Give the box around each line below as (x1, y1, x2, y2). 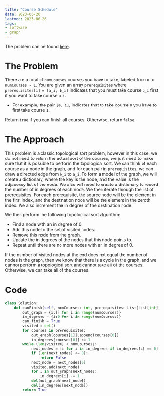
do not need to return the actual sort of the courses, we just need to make (5, 155, 154, 161)
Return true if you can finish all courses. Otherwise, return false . (5, 116, 136, 123)
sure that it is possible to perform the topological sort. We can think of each (5, 160, 157, 166)
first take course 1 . (12, 107, 50, 113)
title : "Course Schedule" (5, 7, 58, 12)
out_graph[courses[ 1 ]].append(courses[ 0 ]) (31, 332, 119, 338)
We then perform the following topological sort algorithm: (5, 211, 121, 217)
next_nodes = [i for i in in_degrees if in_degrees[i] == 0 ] (31, 346, 159, 351)
